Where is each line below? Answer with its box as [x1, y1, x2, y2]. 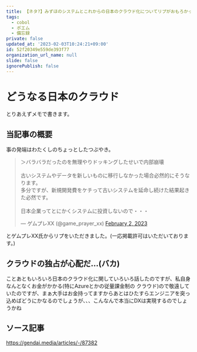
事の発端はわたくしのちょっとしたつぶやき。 [6, 146, 114, 153]
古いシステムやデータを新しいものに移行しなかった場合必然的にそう [20, 172, 185, 179]
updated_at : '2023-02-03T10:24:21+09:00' [6, 42, 109, 47]
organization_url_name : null [6, 52, 77, 58]
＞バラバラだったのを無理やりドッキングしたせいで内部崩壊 [20, 159, 164, 166]
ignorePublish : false [6, 63, 59, 69]
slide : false [6, 57, 38, 63]
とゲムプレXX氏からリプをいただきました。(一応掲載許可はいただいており [6, 233, 184, 240]
